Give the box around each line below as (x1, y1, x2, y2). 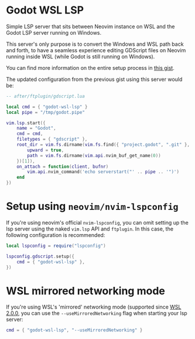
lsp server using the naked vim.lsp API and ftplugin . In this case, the (6, 225, 174, 232)
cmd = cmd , (16, 131, 43, 137)
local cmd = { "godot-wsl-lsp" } (6, 104, 88, 110)
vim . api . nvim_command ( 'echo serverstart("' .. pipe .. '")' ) (27, 169, 180, 175)
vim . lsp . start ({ (6, 120, 46, 126)
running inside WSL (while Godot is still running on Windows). (6, 53, 155, 60)
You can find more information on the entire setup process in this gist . (6, 64, 175, 71)
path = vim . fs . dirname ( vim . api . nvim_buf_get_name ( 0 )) (27, 152, 161, 158)
